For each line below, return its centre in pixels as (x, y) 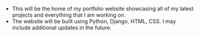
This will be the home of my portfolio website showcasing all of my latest (103, 9)
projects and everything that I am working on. (69, 15)
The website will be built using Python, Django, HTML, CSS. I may (94, 21)
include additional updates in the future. (62, 27)
